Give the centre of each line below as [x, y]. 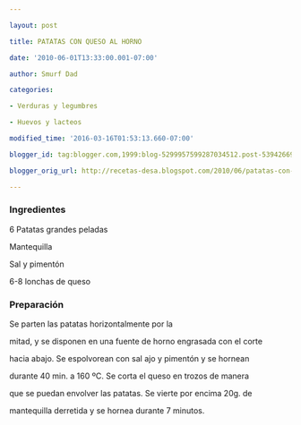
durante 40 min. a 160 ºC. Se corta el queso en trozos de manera [129, 376]
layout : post [34, 25]
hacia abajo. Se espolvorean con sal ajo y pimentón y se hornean [129, 359]
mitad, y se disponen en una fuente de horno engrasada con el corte [136, 342]
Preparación [37, 304]
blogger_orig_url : [43, 171]
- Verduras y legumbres [54, 106]
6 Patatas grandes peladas [59, 229]
